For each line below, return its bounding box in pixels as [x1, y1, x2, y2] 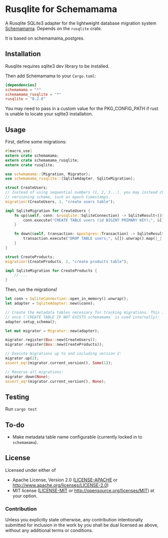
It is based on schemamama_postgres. [5, 35, 85, 41]
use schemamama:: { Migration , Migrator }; [5, 172, 91, 177]
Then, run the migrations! [5, 287, 57, 293]
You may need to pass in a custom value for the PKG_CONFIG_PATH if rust [5, 105, 158, 111]
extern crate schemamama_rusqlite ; [5, 158, 79, 163]
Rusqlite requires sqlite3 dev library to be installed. [5, 63, 110, 69]
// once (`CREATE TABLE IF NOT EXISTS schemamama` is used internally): [5, 315, 160, 320]
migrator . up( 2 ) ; [5, 356, 39, 361]
